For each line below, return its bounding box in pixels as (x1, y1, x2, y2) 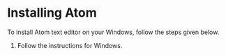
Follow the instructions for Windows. (17, 41, 123, 49)
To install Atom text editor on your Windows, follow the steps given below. (7, 28, 220, 36)
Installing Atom (7, 5, 97, 21)
